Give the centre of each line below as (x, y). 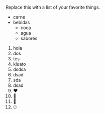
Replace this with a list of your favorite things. (53, 7)
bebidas (21, 22)
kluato (19, 64)
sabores (29, 38)
